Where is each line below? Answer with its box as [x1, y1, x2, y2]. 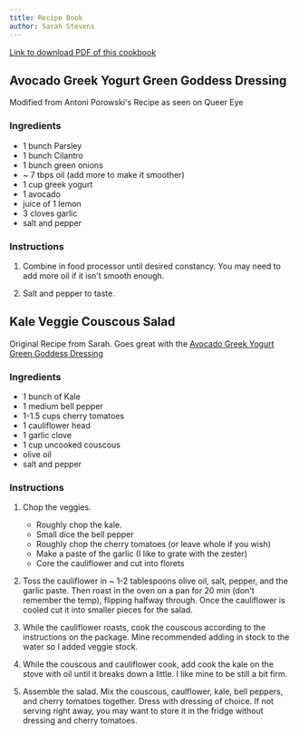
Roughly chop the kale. [35, 519, 122, 531]
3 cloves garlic [22, 208, 78, 219]
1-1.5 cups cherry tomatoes [22, 410, 125, 422]
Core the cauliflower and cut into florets [35, 558, 185, 569]
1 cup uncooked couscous [22, 439, 121, 450]
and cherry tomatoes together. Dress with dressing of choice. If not [22, 696, 275, 707]
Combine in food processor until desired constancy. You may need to [22, 260, 281, 271]
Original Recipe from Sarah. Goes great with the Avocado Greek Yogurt [9, 338, 275, 349]
